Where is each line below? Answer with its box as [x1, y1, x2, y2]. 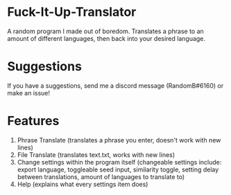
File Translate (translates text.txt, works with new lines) [17, 150, 176, 159]
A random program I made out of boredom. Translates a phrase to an [7, 27, 205, 35]
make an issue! [7, 89, 51, 97]
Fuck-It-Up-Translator [7, 4, 137, 20]
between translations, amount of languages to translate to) [17, 172, 185, 180]
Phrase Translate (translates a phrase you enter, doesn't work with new [17, 136, 221, 144]
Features [7, 113, 60, 129]
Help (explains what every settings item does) [17, 180, 148, 188]
